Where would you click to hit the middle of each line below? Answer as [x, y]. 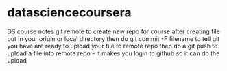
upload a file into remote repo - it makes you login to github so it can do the [113, 53]
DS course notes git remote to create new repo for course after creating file [114, 31]
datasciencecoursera [69, 13]
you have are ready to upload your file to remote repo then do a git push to [112, 46]
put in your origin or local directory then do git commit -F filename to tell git [113, 38]
